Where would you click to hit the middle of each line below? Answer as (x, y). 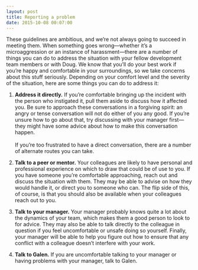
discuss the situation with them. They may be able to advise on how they (103, 181)
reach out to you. (35, 200)
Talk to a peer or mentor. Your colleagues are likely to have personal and (103, 162)
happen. (25, 132)
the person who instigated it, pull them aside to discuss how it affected (101, 101)
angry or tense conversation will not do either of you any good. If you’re (102, 113)
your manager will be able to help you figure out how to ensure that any (102, 237)
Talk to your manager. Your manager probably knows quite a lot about (100, 212)
